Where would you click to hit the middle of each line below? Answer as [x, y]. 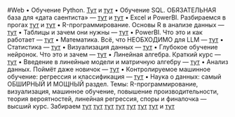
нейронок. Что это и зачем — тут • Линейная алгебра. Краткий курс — [114, 54]
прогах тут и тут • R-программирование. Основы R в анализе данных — [116, 25]
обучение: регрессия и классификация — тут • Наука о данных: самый [114, 77]
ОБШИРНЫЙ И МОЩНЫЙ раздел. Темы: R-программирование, [103, 84]
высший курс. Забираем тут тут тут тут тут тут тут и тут [91, 106]
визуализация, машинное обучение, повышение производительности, [113, 91]
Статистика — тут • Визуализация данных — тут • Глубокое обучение [113, 47]
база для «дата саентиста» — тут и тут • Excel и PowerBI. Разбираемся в [117, 17]
